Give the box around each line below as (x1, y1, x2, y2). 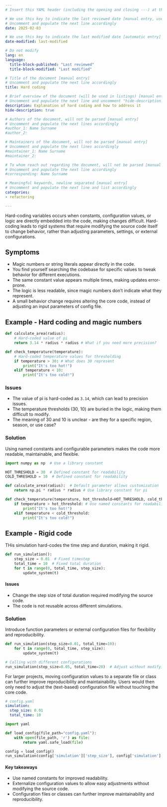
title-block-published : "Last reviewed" (9, 62, 94, 67)
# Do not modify (5, 48, 39, 53)
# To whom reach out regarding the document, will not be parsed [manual (5, 162, 162, 167)
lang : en (5, 53, 23, 58)
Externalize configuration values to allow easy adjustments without (12, 781, 150, 787)
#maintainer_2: (5, 153, 37, 158)
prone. (12, 282, 26, 289)
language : (5, 57, 26, 62)
